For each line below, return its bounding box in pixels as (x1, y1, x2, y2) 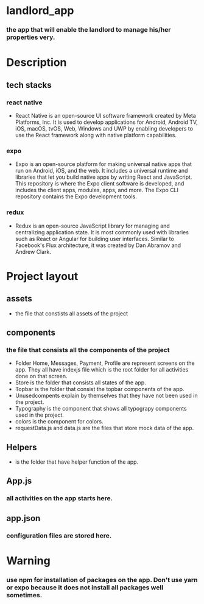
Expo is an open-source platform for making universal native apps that (15, 160, 192, 168)
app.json (6, 513, 41, 523)
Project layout (6, 269, 79, 283)
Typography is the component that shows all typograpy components (15, 405, 187, 412)
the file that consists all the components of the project (6, 345, 170, 354)
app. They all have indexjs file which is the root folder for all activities (15, 366, 189, 373)
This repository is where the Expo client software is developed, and (15, 180, 185, 187)
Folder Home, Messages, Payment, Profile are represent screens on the (15, 359, 195, 367)
